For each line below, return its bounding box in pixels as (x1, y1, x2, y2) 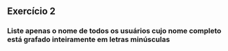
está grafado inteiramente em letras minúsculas (7, 34, 170, 44)
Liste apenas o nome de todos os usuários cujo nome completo (7, 26, 222, 36)
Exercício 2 (7, 6, 56, 17)
